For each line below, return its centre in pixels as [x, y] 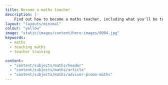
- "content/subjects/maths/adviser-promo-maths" [61, 75]
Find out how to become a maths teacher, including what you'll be [86, 19]
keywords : [15, 38]
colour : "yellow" [23, 28]
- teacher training [30, 51]
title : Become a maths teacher [38, 10]
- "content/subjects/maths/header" [47, 65]
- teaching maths [28, 47]
